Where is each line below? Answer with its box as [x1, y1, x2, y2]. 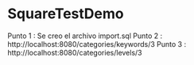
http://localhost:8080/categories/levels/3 [7, 48, 142, 57]
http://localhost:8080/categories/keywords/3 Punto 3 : [7, 39, 187, 48]
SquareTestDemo [7, 5, 124, 23]
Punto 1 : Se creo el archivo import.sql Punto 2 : [7, 31, 163, 40]
